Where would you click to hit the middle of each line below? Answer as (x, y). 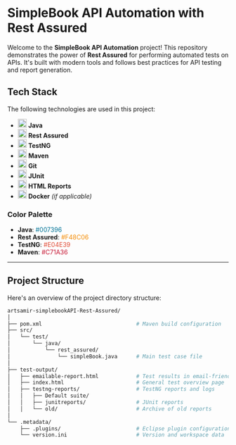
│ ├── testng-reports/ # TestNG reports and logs (111, 389)
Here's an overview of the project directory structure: (84, 298)
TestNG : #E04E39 (44, 245)
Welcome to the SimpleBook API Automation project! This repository (107, 47)
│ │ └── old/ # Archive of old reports (110, 409)
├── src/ (20, 330)
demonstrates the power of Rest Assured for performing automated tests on (118, 55)
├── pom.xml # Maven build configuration (114, 324)
